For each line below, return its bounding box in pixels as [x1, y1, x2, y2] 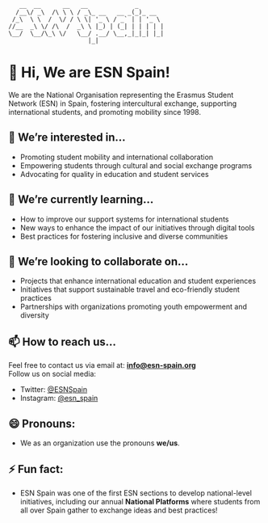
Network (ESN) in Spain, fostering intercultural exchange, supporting [8, 99, 237, 108]
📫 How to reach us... [8, 335, 117, 348]
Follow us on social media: [8, 369, 97, 379]
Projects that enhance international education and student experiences [19, 276, 257, 286]
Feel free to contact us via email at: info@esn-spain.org [8, 361, 196, 370]
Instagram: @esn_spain [19, 394, 98, 403]
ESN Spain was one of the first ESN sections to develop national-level [19, 487, 253, 498]
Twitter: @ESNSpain [19, 385, 87, 394]
